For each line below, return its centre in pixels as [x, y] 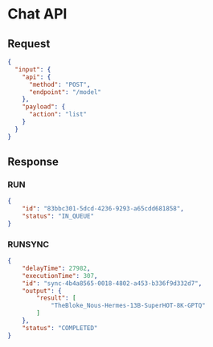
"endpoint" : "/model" [65, 92]
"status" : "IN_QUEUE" [58, 216]
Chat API [37, 14]
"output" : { [42, 291]
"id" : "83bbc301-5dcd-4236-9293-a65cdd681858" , [103, 209]
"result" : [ [57, 298]
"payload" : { [44, 107]
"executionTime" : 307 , [60, 276]
